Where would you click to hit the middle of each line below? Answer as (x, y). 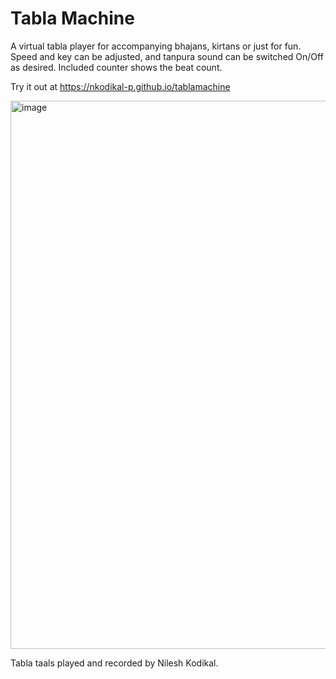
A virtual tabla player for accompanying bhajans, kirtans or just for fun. (156, 46)
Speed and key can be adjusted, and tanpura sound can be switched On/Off (167, 56)
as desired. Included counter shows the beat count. (116, 67)
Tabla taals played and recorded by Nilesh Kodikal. (114, 663)
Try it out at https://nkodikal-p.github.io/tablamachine (120, 86)
